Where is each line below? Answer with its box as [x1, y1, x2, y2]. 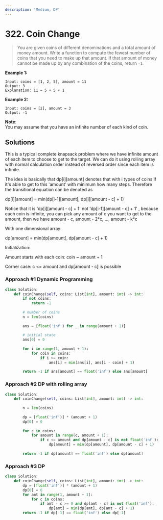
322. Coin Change [5, 28, 80, 39]
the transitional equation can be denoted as [5, 187, 93, 193]
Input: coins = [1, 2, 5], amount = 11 [5, 79, 87, 84]
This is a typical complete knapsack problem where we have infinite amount [5, 151, 158, 157]
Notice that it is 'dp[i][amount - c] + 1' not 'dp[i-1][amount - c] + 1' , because [5, 206, 159, 211]
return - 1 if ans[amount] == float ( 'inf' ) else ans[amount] [23, 369, 148, 374]
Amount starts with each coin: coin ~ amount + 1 [5, 254, 103, 260]
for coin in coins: [31, 351, 71, 356]
